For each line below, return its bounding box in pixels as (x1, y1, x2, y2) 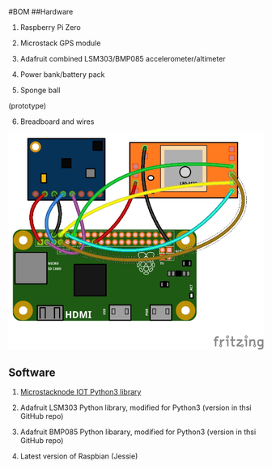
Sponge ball (19, 85, 61, 95)
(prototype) (8, 101, 47, 110)
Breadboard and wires (19, 117, 95, 126)
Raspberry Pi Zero (19, 23, 81, 32)
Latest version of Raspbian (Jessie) (19, 451, 138, 461)
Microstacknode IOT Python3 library (19, 387, 142, 397)
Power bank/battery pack (19, 70, 105, 79)
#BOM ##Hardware (8, 7, 74, 16)
